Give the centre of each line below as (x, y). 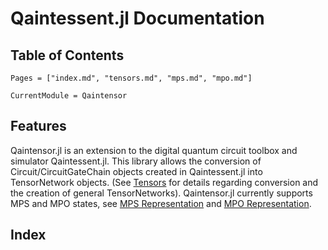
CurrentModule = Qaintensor (69, 96)
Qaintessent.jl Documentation (137, 18)
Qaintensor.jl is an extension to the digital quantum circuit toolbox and (154, 150)
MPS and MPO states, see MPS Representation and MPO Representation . (161, 203)
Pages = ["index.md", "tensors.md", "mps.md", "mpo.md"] (131, 78)
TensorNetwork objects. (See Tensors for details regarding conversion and (164, 182)
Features (38, 126)
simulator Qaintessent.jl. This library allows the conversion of (136, 161)
